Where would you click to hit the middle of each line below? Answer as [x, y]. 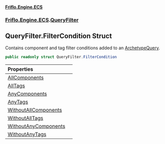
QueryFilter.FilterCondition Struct [59, 36]
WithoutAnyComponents [37, 126]
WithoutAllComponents [35, 110]
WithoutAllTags [25, 118]
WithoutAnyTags [27, 135]
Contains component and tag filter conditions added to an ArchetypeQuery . [83, 48]
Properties [20, 69]
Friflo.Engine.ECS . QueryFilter [42, 20]
